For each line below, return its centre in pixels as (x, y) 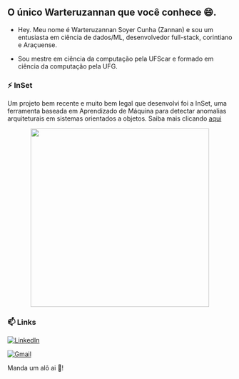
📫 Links (22, 323)
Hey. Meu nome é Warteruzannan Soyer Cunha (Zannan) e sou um (116, 29)
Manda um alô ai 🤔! (36, 368)
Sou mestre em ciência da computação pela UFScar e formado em (116, 59)
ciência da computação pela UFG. (67, 66)
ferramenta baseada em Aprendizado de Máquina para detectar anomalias (117, 111)
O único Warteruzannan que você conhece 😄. (112, 12)
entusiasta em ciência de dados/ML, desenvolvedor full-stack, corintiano (125, 37)
